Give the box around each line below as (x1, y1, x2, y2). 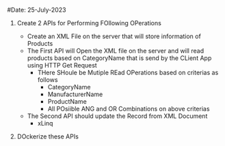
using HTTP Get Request (27, 61, 97, 69)
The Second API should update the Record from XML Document (27, 112, 208, 120)
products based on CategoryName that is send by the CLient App (27, 54, 212, 62)
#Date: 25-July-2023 (7, 6, 66, 14)
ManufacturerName (47, 90, 103, 98)
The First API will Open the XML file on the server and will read (27, 47, 204, 55)
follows (37, 76, 58, 84)
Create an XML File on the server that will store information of (27, 32, 202, 40)
